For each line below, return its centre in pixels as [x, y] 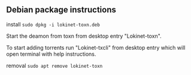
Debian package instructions [61, 10]
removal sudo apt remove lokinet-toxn [54, 65]
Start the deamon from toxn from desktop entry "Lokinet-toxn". [84, 36]
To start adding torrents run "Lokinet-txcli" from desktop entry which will [96, 47]
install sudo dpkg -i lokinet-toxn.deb [53, 24]
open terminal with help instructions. [51, 54]
